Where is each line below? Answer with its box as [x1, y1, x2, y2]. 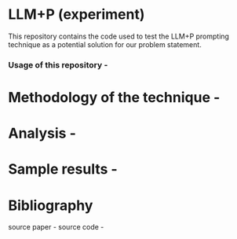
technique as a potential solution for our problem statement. [8, 39, 202, 49]
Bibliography [8, 197, 93, 214]
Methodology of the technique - [8, 89, 221, 107]
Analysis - [8, 124, 77, 142]
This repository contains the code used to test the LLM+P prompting [8, 31, 230, 41]
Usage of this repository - [8, 59, 108, 70]
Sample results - [8, 160, 118, 178]
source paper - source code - [8, 222, 104, 232]
